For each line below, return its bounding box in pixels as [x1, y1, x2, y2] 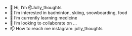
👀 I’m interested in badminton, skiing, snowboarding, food [9, 10, 128, 16]
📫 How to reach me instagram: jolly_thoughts [9, 26, 103, 31]
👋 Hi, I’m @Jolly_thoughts [9, 5, 62, 10]
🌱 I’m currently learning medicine [9, 15, 78, 20]
